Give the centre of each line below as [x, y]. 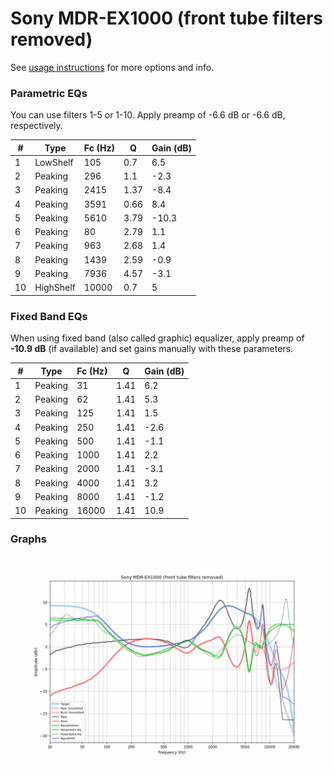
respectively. [36, 126]
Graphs [28, 539]
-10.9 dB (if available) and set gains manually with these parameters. [152, 349]
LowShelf [54, 162]
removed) [51, 39]
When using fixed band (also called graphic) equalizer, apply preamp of [157, 338]
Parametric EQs [49, 93]
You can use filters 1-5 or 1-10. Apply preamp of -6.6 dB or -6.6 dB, [148, 115]
